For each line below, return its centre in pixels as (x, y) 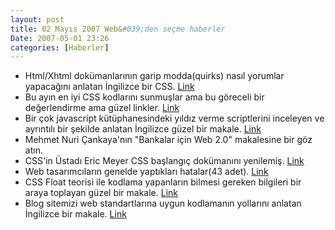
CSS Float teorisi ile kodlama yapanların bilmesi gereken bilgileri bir (163, 182)
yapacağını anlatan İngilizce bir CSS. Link (109, 87)
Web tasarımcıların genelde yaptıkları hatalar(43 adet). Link (146, 172)
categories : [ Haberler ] (60, 47)
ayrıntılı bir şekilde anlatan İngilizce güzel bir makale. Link (143, 129)
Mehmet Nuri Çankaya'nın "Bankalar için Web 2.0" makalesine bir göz (168, 140)
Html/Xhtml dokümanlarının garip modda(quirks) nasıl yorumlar (154, 76)
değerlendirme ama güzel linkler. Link (102, 108)
